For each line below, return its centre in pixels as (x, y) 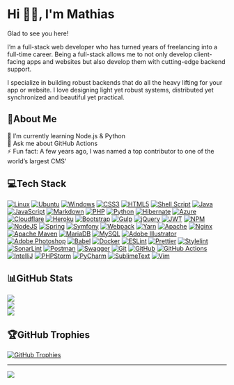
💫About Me (32, 119)
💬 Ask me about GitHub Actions (53, 143)
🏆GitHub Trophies (49, 335)
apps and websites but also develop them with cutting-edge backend (126, 61)
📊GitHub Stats (40, 278)
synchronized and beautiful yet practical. (66, 97)
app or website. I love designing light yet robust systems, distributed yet (110, 90)
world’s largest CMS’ (37, 161)
